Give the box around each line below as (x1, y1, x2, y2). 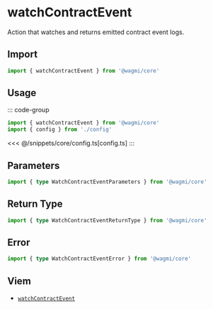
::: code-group (7, 106, 50, 114)
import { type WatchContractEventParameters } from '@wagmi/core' (7, 178, 207, 185)
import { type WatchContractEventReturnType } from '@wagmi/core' (7, 217, 207, 224)
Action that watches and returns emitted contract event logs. (7, 28, 185, 36)
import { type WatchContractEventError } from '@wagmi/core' (7, 255, 192, 263)
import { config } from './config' (7, 126, 113, 134)
